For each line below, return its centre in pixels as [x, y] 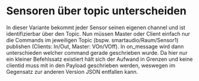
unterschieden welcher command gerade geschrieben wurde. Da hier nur [97, 52]
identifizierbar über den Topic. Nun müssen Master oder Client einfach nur [98, 33]
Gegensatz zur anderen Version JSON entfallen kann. [72, 71]
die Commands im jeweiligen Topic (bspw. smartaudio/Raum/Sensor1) [92, 40]
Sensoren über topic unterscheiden [97, 11]
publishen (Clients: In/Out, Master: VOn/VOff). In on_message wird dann [95, 46]
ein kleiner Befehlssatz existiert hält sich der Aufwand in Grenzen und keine [99, 59]
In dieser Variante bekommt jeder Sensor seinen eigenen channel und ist [96, 27]
